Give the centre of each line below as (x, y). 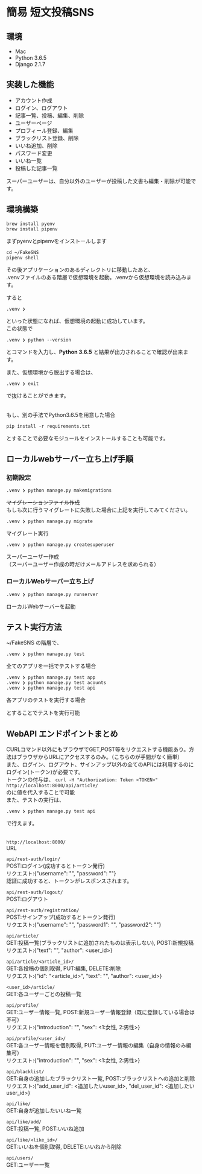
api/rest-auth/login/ (33, 859)
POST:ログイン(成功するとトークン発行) (56, 866)
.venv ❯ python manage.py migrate (50, 522)
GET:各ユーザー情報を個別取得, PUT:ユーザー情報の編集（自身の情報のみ (96, 1045)
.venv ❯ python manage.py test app (51, 677)
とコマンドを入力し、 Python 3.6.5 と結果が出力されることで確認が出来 (95, 352)
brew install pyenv (31, 224)
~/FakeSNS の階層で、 (34, 643)
